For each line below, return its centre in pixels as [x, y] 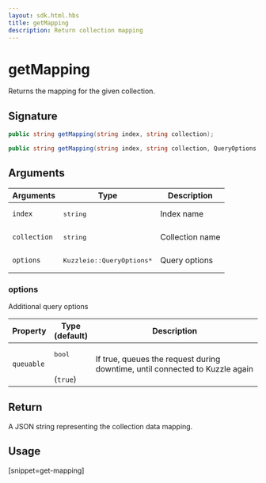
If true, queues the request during [158, 359]
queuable [28, 364]
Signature [33, 116]
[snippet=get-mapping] [46, 470]
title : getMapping [38, 23]
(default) [71, 335]
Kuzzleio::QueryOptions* [108, 260]
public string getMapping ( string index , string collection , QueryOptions [133, 149]
